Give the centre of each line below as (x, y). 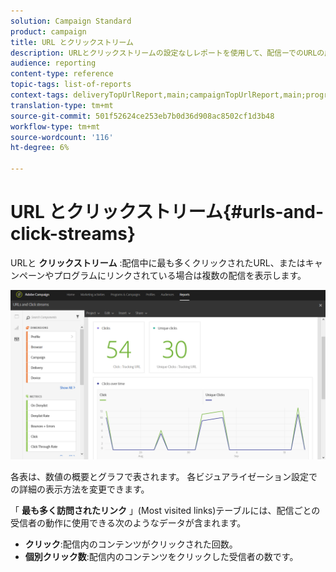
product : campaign (48, 31)
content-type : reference (62, 74)
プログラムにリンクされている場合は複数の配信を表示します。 (180, 275)
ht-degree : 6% (40, 148)
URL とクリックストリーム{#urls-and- (167, 212)
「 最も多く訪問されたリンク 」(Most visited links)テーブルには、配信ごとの (165, 510)
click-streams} (73, 234)
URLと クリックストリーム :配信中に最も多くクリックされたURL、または (158, 262)
